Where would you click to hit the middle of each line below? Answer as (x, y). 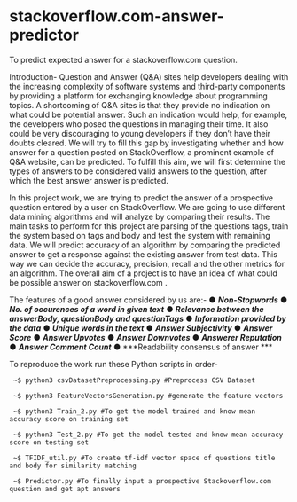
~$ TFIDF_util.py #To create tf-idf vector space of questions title (144, 458)
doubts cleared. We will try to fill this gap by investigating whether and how (146, 143)
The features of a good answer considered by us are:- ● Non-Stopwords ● (148, 300)
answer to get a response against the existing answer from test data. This (143, 254)
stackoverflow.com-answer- (117, 16)
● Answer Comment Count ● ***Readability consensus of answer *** (141, 347)
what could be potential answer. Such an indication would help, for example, (148, 114)
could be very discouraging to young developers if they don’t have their (140, 133)
